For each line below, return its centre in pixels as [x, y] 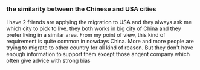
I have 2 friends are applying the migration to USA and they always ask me [99, 22]
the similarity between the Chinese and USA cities [81, 9]
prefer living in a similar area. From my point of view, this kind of [86, 35]
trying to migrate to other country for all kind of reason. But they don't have [100, 48]
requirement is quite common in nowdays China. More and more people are [100, 42]
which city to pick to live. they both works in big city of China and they [94, 28]
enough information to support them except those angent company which [98, 54]
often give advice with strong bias [48, 61]
